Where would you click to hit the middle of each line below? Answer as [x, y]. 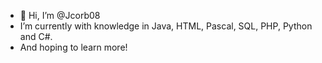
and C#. [36, 36]
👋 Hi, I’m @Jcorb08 [60, 15]
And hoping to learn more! [73, 47]
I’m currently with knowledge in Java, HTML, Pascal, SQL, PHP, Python [166, 26]
